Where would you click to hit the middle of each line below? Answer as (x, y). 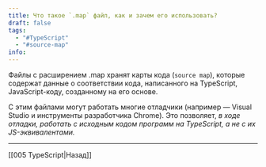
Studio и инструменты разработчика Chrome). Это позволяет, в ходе (124, 115)
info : (17, 52)
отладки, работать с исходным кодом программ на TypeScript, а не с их (132, 124)
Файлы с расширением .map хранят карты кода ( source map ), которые (127, 75)
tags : (17, 30)
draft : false (30, 23)
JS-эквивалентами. (42, 132)
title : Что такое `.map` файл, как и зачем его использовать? (113, 15)
